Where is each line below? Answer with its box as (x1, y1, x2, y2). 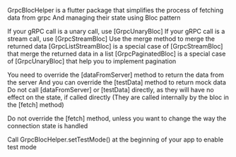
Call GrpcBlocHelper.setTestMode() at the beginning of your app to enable (7, 135, 224, 144)
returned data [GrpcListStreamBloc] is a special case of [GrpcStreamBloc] (7, 42, 223, 50)
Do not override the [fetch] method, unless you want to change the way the (7, 114, 227, 123)
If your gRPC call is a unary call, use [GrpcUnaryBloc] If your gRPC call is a (7, 27, 225, 35)
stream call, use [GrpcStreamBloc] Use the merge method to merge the (7, 34, 216, 43)
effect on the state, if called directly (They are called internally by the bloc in (7, 93, 230, 101)
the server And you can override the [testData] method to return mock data (7, 78, 226, 87)
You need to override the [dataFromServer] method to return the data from (7, 70, 225, 79)
